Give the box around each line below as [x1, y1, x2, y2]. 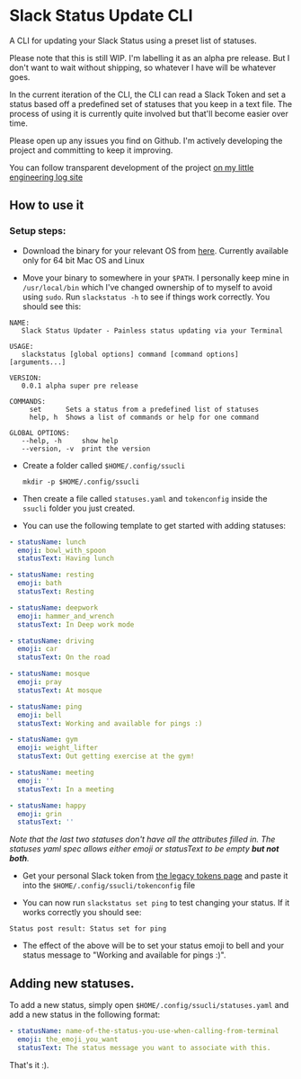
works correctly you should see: [22, 907, 142, 918]
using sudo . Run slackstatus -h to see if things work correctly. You [22, 291, 270, 302]
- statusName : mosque [9, 669, 91, 679]
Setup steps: [9, 225, 66, 237]
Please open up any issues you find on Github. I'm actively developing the [9, 135, 283, 146]
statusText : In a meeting [17, 784, 115, 794]
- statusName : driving [9, 636, 94, 646]
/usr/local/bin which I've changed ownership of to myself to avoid [22, 281, 273, 292]
